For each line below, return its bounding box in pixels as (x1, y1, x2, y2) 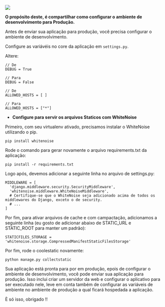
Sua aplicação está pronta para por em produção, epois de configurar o (5, 266, 151, 272)
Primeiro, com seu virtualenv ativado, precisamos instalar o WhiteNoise (5, 124, 150, 130)
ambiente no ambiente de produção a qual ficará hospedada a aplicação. (5, 287, 154, 293)
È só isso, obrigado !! (5, 296, 48, 302)
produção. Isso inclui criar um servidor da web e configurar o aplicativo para (5, 276, 161, 282)
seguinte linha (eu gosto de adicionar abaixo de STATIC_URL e (5, 220, 132, 226)
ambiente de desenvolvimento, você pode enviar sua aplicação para (5, 271, 144, 277)
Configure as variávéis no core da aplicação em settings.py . (5, 43, 129, 49)
